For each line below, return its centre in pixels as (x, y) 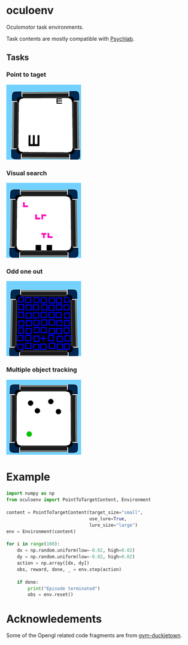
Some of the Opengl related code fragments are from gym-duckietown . (94, 635)
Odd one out (25, 271)
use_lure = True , (108, 519)
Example (28, 477)
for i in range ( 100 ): (33, 544)
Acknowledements (54, 619)
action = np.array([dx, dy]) (53, 563)
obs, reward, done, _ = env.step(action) (69, 569)
